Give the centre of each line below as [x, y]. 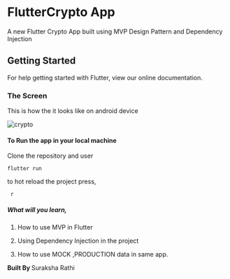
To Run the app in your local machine [62, 140]
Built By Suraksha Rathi [41, 268]
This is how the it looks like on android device [73, 111]
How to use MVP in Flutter [55, 227]
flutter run [24, 169]
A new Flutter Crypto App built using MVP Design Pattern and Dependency [115, 31]
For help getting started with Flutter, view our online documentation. [105, 77]
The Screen [27, 96]
